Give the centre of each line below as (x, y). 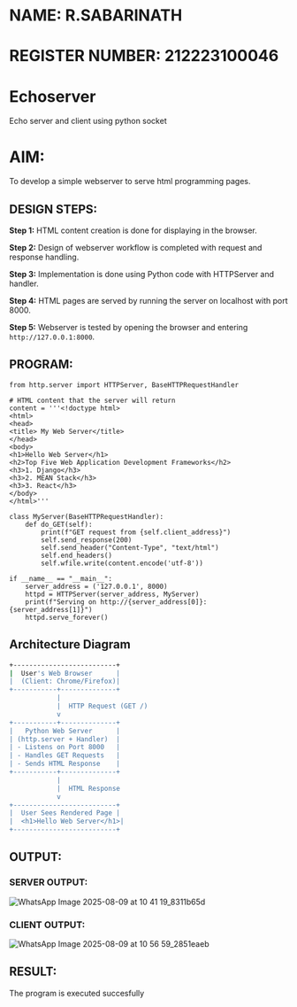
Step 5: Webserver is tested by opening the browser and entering (129, 328)
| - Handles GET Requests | (65, 755)
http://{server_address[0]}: (154, 602)
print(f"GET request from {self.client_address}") (136, 532)
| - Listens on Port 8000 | (65, 748)
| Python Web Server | (65, 731)
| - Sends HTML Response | (65, 764)
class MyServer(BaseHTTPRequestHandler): (87, 516)
